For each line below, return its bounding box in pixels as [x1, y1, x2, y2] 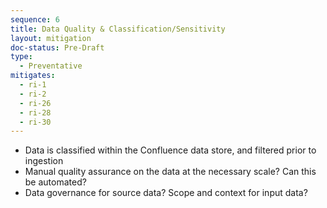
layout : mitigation [10, 33, 92, 43]
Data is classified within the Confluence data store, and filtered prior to [24, 144, 317, 156]
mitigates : [10, 71, 56, 81]
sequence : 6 [10, 14, 60, 25]
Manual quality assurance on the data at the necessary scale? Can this [24, 166, 317, 178]
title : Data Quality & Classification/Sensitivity [10, 24, 226, 34]
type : [10, 52, 33, 62]
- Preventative [19, 61, 83, 71]
